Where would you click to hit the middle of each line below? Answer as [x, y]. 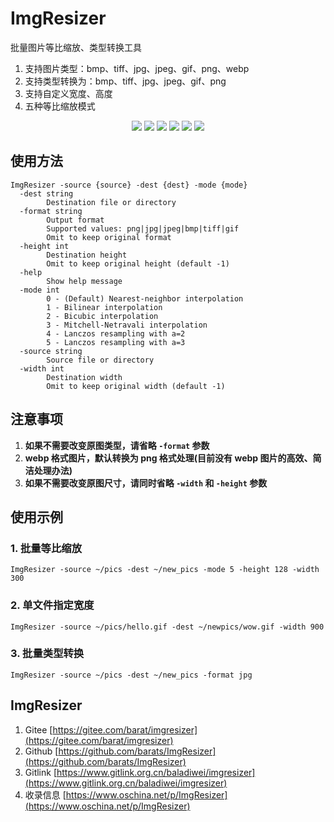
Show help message [84, 281]
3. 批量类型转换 [47, 654]
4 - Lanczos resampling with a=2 [116, 333]
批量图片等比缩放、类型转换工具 [76, 47]
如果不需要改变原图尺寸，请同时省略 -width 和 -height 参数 [146, 483]
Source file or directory [100, 360]
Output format [75, 220]
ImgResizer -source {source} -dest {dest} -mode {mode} [129, 185]
